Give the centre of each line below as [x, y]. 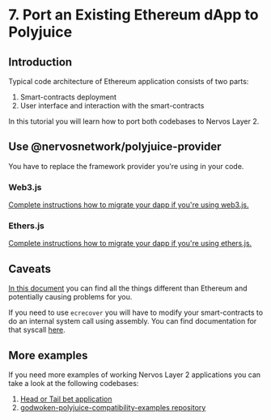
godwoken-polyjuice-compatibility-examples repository [113, 408]
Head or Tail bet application [66, 399]
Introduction [40, 62]
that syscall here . [37, 330]
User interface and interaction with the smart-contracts [112, 106]
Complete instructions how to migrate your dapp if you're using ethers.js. [130, 244]
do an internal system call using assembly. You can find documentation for [133, 321]
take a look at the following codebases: [74, 384]
